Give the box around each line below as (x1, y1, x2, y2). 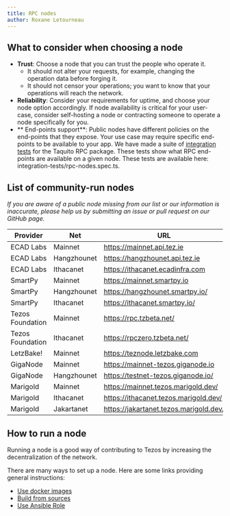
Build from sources (16, 494, 71, 502)
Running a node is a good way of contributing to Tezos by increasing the (7, 445, 212, 454)
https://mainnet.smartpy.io (103, 275, 189, 285)
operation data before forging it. (27, 75, 118, 83)
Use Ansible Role (16, 501, 66, 509)
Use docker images (16, 487, 73, 495)
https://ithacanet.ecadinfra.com (103, 265, 205, 274)
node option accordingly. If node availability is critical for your (16, 103, 192, 112)
